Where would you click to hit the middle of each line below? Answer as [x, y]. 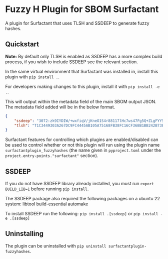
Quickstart [22, 44]
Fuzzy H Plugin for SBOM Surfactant [82, 9]
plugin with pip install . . [32, 77]
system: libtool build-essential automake [47, 204]
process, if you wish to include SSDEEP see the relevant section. [72, 62]
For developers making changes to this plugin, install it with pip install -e [82, 86]
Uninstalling [24, 234]
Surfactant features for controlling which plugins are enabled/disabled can [82, 140]
